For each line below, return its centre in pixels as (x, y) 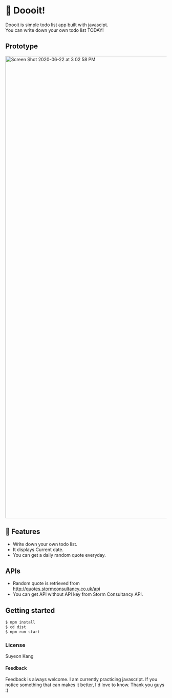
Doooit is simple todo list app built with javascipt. (57, 25)
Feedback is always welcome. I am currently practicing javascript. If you (81, 680)
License (15, 645)
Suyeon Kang (19, 656)
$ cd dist (16, 627)
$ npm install (20, 622)
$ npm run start (23, 632)
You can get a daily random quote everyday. (59, 555)
